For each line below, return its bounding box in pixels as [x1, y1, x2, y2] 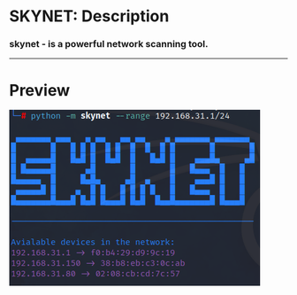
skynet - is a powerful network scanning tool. [9, 38, 209, 50]
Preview [9, 80, 71, 100]
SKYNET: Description [9, 6, 170, 27]
